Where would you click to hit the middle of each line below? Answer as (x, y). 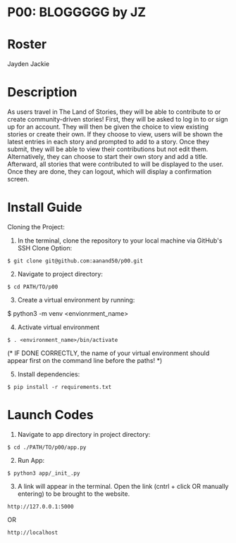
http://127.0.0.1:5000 (41, 506)
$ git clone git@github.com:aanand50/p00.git (75, 261)
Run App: (31, 460)
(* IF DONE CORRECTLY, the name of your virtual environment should (108, 353)
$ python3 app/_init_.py (44, 473)
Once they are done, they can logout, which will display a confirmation (110, 172)
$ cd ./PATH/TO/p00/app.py (47, 447)
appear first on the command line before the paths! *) (85, 360)
